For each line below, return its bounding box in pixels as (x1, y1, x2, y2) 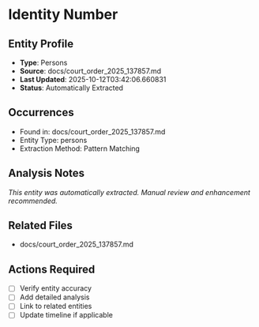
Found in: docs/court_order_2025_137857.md (19, 126, 166, 136)
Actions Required (8, 262, 96, 276)
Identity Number (8, 6, 118, 24)
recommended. (8, 196, 58, 205)
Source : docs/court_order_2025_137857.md (19, 66, 162, 76)
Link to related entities (19, 302, 92, 311)
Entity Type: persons (19, 135, 88, 145)
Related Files (8, 219, 73, 232)
